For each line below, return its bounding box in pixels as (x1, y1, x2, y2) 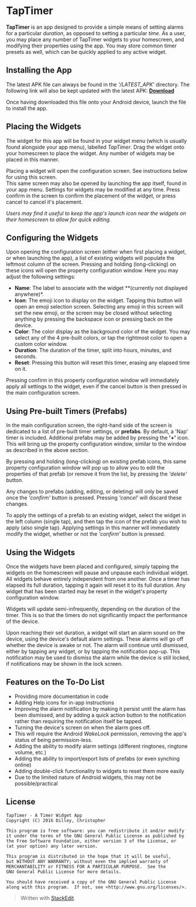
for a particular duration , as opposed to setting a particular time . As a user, (6, 29, 186, 36)
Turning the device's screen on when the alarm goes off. (14, 724, 151, 731)
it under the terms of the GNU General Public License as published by (6, 833, 184, 838)
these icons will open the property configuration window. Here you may (6, 267, 178, 274)
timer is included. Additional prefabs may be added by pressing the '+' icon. (6, 434, 190, 441)
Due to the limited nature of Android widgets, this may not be (14, 773, 162, 781)
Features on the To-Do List (6, 677, 105, 687)
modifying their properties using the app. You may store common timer (6, 42, 177, 49)
